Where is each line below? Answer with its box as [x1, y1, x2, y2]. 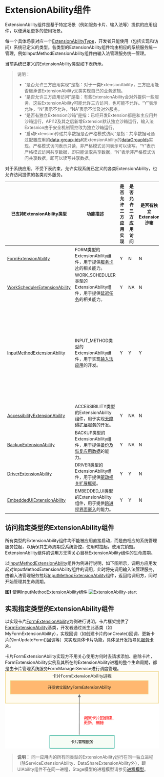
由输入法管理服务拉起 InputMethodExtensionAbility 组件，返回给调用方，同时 [5, 572, 157, 578]
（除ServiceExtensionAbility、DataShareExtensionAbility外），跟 [17, 760, 146, 766]
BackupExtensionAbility [7, 442, 55, 448]
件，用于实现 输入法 [75, 356, 114, 362]
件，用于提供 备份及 [75, 442, 114, 448]
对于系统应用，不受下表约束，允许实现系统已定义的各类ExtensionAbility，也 [5, 165, 157, 171]
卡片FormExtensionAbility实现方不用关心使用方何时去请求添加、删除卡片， [5, 654, 155, 659]
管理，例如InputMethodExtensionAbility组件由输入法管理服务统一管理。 [5, 50, 149, 56]
